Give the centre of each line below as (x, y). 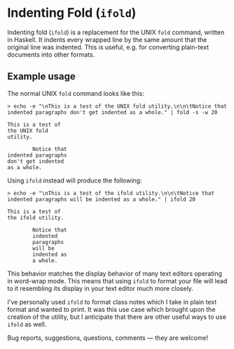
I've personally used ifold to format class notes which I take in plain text (112, 301)
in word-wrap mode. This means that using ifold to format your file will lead (117, 280)
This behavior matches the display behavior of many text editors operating (115, 273)
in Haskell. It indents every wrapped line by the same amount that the (107, 39)
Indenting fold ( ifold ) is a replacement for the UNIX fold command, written (116, 32)
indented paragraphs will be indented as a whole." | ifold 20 (102, 199)
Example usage (41, 77)
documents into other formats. (51, 55)
